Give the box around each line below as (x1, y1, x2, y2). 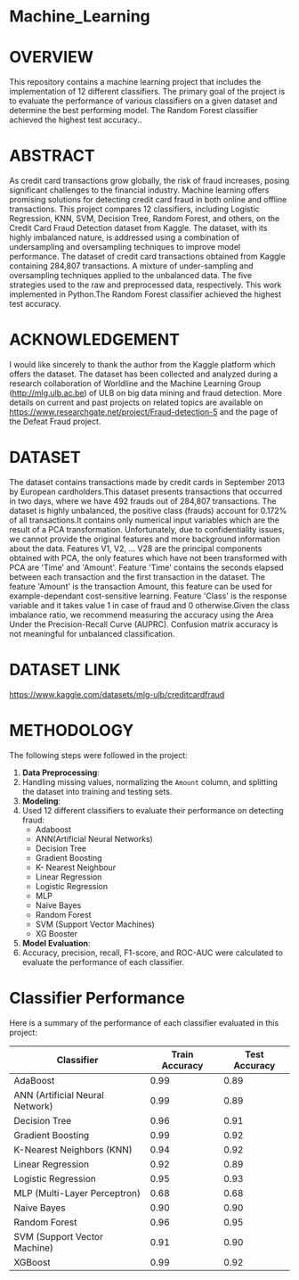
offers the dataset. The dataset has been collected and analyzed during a (9, 368, 279, 379)
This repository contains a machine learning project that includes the (9, 77, 262, 87)
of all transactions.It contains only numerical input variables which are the (9, 515, 280, 525)
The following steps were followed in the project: (9, 749, 189, 760)
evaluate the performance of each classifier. (21, 956, 185, 967)
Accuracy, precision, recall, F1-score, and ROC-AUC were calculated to (21, 947, 283, 958)
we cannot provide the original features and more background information (9, 533, 280, 544)
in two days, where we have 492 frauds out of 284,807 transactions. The (9, 495, 278, 506)
